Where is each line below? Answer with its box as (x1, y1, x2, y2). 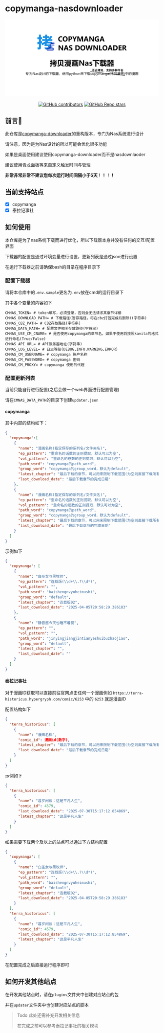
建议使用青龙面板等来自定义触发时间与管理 (5, 162, 91, 168)
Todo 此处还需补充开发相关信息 (17, 1012, 81, 1018)
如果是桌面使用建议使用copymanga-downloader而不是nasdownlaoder (5, 151, 145, 157)
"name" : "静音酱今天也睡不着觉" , (18, 621, 79, 626)
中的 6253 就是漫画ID (84, 696, 126, 702)
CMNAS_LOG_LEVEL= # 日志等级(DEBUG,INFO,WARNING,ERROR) (5, 347, 118, 352)
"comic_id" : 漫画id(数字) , (18, 737, 70, 742)
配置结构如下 (5, 706, 31, 712)
